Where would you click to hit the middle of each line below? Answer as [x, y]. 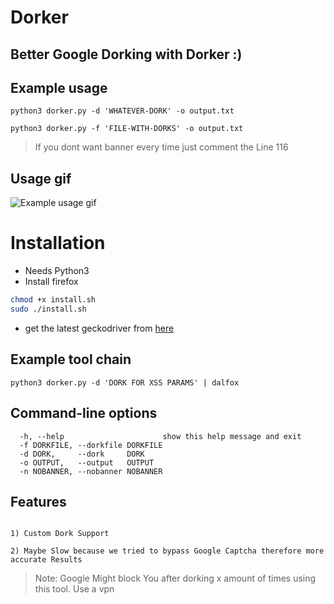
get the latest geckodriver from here [99, 328]
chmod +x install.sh [53, 300]
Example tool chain [71, 359]
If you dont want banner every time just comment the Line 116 [161, 147]
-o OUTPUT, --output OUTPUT [87, 462]
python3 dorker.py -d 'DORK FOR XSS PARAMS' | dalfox [125, 382]
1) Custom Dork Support [60, 534]
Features [38, 501]
